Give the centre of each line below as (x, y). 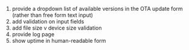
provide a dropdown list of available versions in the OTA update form (97, 9)
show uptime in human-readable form (59, 41)
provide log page (33, 34)
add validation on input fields (48, 21)
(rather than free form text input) (53, 15)
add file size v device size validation (57, 28)
